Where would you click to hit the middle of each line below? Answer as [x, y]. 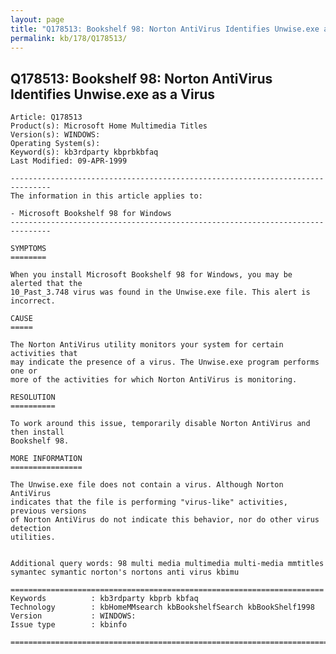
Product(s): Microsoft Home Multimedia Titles [109, 126]
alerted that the [46, 284]
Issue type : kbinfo [69, 625]
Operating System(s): [55, 144]
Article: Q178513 [46, 117]
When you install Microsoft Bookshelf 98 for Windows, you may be [151, 275]
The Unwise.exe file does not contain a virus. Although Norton [147, 485]
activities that [44, 354]
